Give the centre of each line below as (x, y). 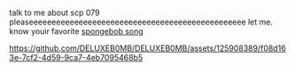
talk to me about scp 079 (54, 13)
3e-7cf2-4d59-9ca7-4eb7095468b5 (76, 57)
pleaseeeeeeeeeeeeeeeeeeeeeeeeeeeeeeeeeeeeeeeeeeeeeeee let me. (141, 22)
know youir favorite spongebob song (76, 31)
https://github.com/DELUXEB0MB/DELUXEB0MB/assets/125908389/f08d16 (147, 48)
